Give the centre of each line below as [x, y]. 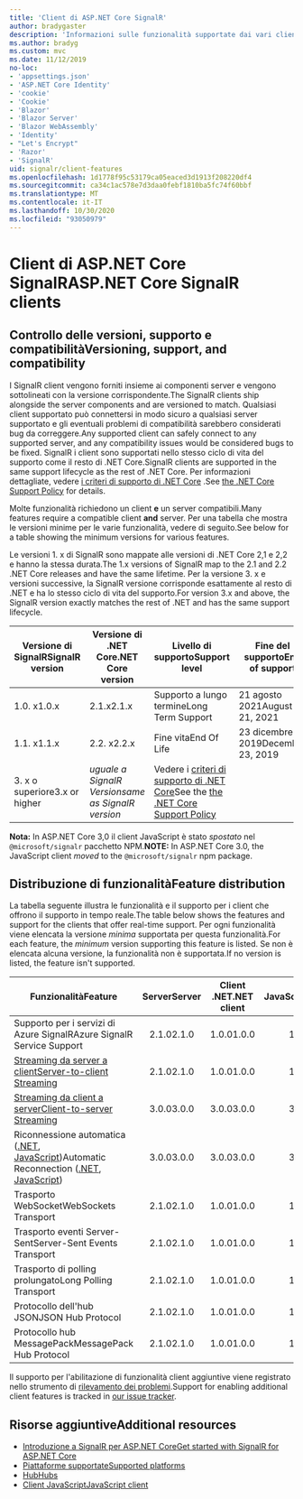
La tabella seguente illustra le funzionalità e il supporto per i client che [139, 906]
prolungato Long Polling [63, 1281]
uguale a [108, 769]
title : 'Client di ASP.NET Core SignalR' [88, 18]
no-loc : [24, 69]
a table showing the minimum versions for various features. [119, 537]
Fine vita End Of [186, 737]
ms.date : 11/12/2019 [48, 60]
